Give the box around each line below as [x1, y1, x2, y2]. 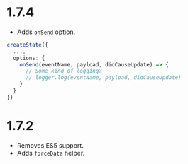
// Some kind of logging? [25, 68, 102, 75]
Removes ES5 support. [16, 141, 84, 149]
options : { [13, 54, 45, 61]
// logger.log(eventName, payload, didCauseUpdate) [25, 74, 182, 81]
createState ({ [6, 41, 49, 48]
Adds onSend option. [16, 28, 76, 36]
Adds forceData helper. [16, 148, 85, 157]
